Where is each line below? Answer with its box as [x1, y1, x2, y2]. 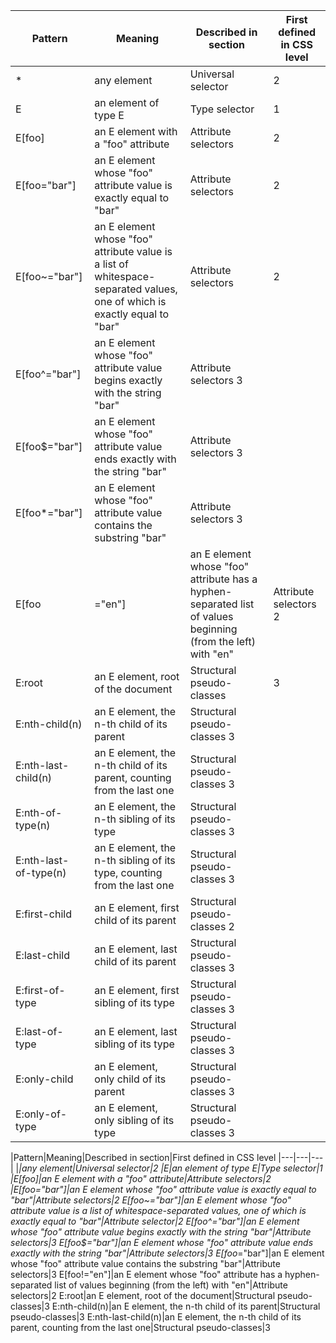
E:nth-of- [15, 806, 63, 819]
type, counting [94, 866, 163, 879]
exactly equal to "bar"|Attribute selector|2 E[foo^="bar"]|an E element [10, 1215, 300, 1227]
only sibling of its [94, 1114, 175, 1127]
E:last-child [15, 949, 70, 962]
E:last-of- [15, 1025, 64, 1038]
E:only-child [15, 1072, 74, 1086]
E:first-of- [15, 984, 66, 997]
